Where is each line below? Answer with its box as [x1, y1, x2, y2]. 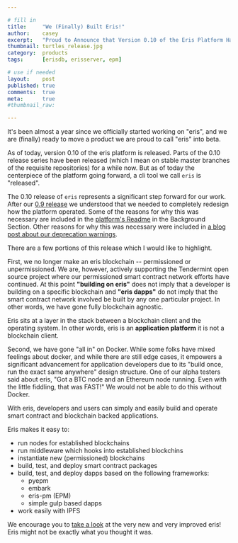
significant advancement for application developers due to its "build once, [7, 360, 223, 369]
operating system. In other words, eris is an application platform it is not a [7, 324, 225, 333]
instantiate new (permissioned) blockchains [17, 454, 145, 462]
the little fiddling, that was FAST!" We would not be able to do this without [7, 383, 222, 391]
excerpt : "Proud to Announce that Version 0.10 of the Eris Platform [7, 36, 223, 43]
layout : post [7, 75, 55, 82]
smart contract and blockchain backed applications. [7, 411, 159, 420]
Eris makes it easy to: [7, 425, 69, 434]
